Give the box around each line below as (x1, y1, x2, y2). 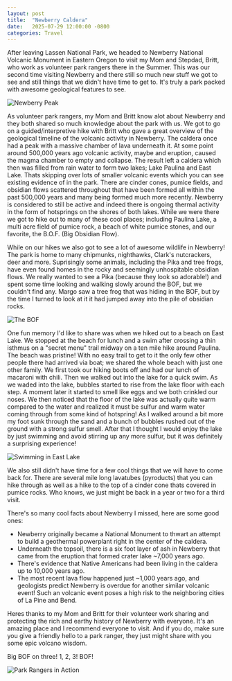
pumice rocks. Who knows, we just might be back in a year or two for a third (7, 488, 225, 497)
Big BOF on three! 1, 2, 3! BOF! (7, 653, 93, 661)
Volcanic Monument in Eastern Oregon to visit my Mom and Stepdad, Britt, (7, 56, 220, 64)
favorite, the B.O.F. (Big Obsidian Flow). (7, 230, 120, 238)
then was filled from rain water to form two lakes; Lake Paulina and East (7, 163, 211, 172)
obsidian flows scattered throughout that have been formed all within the (7, 186, 215, 194)
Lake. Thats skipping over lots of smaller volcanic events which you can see (7, 171, 224, 179)
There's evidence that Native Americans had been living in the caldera (17, 559, 218, 568)
